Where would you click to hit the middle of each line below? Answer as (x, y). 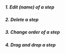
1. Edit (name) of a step (30, 7)
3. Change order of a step (33, 32)
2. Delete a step (22, 19)
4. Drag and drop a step (30, 44)
